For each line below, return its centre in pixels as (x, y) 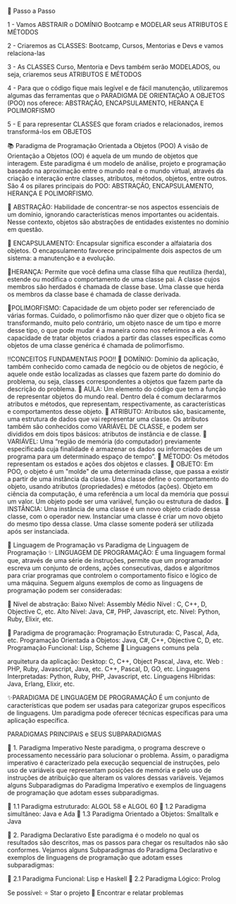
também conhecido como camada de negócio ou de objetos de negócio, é (116, 366)
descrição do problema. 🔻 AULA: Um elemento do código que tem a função (117, 389)
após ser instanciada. (38, 531)
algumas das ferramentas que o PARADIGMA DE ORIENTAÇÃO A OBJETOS (116, 96)
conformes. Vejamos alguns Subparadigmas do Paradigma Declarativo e (112, 850)
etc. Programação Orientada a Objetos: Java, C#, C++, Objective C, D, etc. (116, 640)
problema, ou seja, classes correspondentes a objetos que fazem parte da (115, 381)
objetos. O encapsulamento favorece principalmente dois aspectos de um (114, 251)
